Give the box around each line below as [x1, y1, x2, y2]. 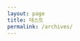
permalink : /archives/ [7, 23, 73, 30]
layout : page [7, 10, 45, 17]
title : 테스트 [7, 17, 44, 24]
